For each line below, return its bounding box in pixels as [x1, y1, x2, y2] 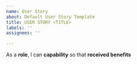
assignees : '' [6, 30, 41, 36]
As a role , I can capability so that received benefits [6, 51, 131, 58]
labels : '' [6, 24, 33, 31]
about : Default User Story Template [6, 14, 95, 20]
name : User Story [6, 8, 48, 15]
